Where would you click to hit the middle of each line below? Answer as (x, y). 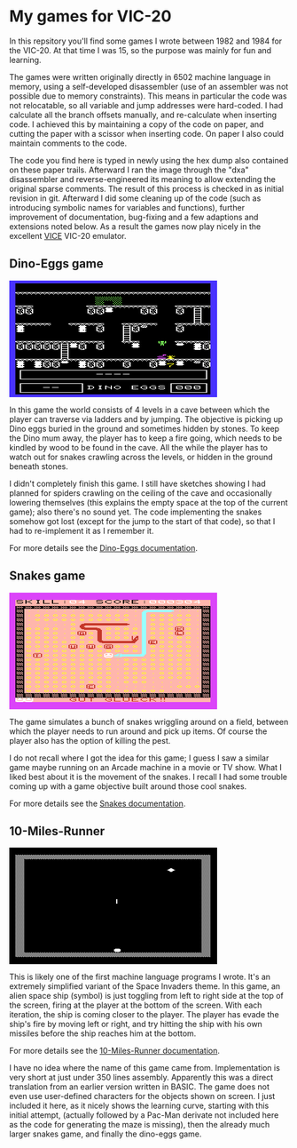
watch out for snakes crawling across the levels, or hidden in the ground (141, 457)
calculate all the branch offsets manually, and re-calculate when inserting (143, 115)
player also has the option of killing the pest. (90, 740)
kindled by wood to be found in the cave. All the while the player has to (139, 447)
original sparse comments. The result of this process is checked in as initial (147, 188)
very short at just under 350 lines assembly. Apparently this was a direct (141, 1078)
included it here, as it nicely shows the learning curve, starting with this (139, 1106)
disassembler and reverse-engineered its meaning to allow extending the (143, 179)
